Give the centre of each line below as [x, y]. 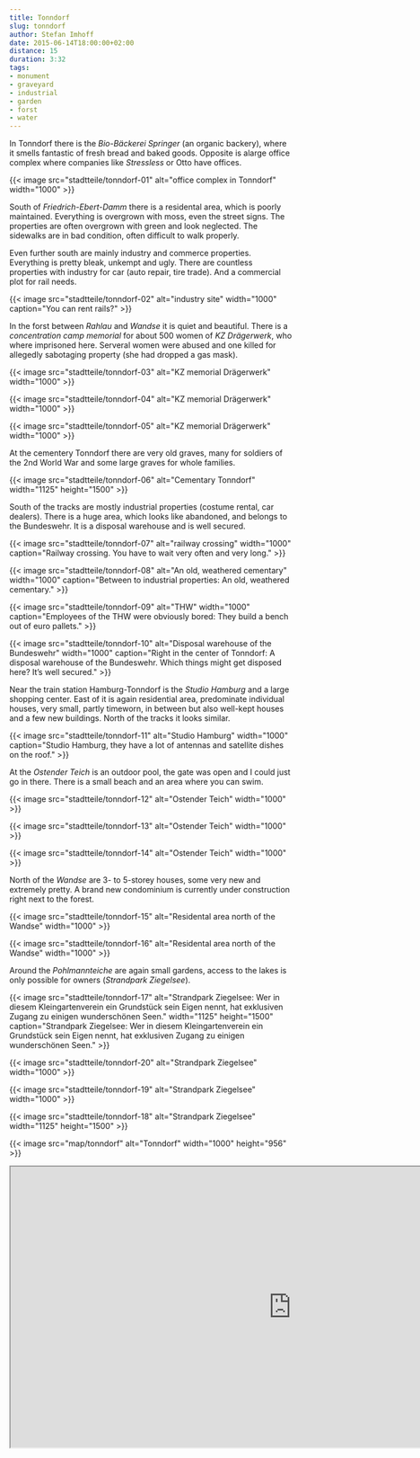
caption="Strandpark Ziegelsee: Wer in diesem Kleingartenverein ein [136, 1027]
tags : [19, 68]
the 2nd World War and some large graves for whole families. [122, 463]
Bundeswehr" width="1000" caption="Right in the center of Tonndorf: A [142, 653]
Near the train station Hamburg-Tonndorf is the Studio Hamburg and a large [149, 689]
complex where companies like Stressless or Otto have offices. [126, 163]
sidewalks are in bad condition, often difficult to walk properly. [124, 236]
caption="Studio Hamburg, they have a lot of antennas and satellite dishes [147, 745]
